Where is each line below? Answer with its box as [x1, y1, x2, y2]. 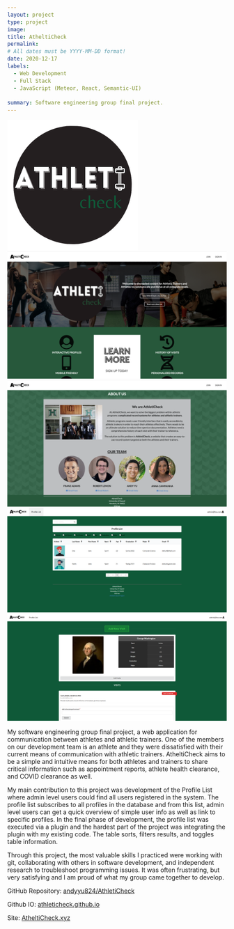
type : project [7, 18, 49, 26]
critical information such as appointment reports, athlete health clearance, [7, 765, 220, 773]
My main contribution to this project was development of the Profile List [7, 786, 212, 794]
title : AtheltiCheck [7, 33, 68, 40]
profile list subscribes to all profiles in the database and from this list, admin [7, 800, 224, 809]
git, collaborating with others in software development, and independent [7, 858, 214, 866]
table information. [7, 837, 58, 845]
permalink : [7, 40, 39, 48]
